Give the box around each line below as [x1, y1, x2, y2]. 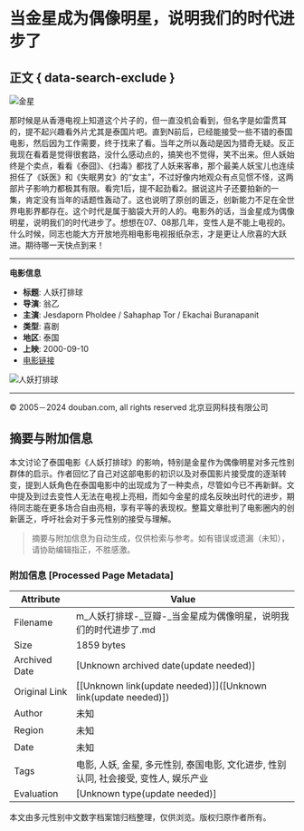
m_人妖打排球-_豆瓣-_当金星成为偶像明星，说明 [75, 610, 280, 622]
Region [14, 724, 44, 737]
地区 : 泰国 [22, 332, 60, 343]
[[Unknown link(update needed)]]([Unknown [75, 679, 267, 692]
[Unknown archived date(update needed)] [75, 660, 256, 672]
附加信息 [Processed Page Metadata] [9, 569, 174, 582]
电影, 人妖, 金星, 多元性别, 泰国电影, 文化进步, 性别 [75, 758, 287, 771]
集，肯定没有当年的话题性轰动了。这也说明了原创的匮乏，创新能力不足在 [9, 194, 279, 205]
